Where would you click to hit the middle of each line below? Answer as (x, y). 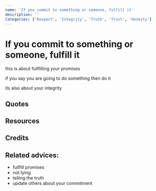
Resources (22, 121)
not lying (22, 173)
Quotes (17, 104)
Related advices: (32, 155)
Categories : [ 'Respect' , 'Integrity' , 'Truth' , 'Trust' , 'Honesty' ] (79, 19)
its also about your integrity (33, 88)
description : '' (22, 15)
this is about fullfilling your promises (43, 69)
